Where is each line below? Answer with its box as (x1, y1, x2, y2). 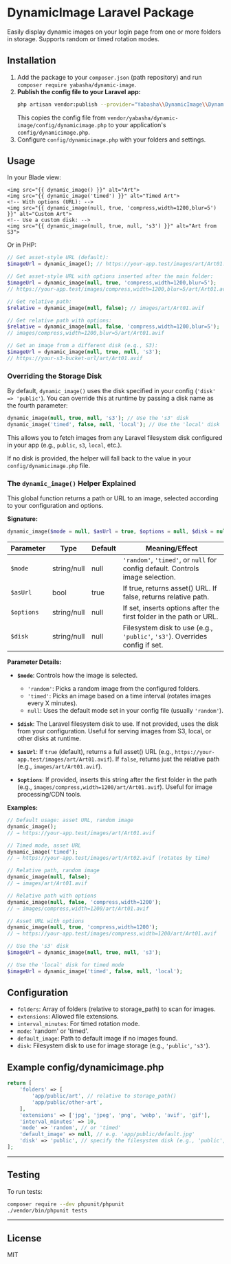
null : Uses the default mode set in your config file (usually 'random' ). (27, 707, 223, 715)
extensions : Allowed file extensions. (16, 1012, 119, 1021)
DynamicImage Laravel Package (7, 5, 195, 21)
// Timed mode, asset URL (7, 842, 81, 849)
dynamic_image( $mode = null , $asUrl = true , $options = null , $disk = (7, 528, 214, 535)
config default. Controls (122, 564, 199, 573)
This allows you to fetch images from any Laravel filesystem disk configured (7, 433, 223, 441)
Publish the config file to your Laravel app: (16, 87, 141, 96)
